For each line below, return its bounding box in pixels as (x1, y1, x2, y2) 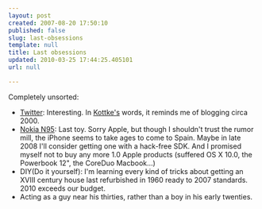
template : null (8, 41, 59, 49)
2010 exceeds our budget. (19, 184, 106, 193)
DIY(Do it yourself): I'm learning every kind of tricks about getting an (19, 166, 244, 176)
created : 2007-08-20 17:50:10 (8, 19, 109, 27)
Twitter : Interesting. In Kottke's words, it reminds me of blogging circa (19, 107, 249, 117)
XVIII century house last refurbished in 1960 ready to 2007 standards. (19, 175, 249, 184)
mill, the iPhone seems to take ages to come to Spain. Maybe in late (19, 133, 241, 142)
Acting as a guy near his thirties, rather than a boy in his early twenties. (19, 192, 252, 201)
